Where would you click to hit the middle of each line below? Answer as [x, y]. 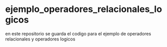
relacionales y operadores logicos [40, 39]
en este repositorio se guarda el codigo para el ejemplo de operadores [78, 33]
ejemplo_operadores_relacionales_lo [84, 9]
